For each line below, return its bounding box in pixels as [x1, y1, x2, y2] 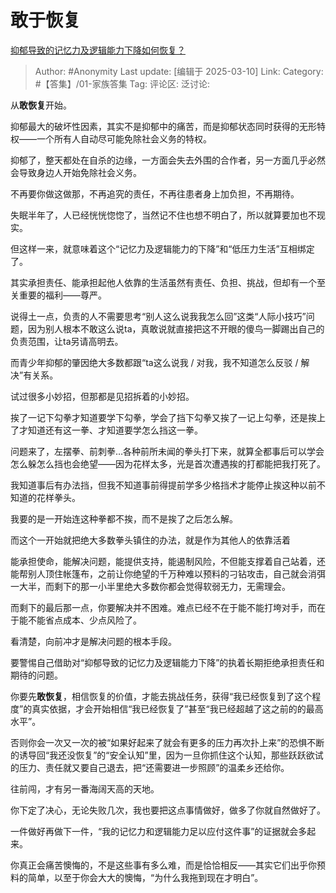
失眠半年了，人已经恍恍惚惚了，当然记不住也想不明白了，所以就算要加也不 [10, 209, 317, 221]
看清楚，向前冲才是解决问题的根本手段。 [10, 635, 177, 647]
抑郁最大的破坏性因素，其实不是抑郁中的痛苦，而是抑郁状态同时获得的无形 [10, 120, 317, 132]
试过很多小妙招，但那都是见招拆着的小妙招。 [10, 390, 195, 402]
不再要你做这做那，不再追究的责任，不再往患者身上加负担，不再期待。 [10, 187, 300, 200]
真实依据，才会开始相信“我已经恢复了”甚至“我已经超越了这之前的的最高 [31, 702, 324, 715]
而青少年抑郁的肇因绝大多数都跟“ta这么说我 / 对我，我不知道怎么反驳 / [10, 356, 299, 368]
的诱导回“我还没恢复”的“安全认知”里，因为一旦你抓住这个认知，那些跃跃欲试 [10, 749, 324, 761]
